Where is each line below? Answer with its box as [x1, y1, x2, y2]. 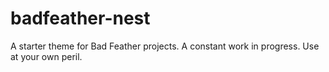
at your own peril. [10, 50, 83, 62]
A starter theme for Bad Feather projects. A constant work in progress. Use [10, 40, 320, 52]
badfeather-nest [10, 7, 151, 30]
